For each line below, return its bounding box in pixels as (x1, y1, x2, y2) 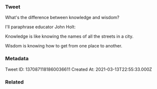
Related (5, 78, 24, 85)
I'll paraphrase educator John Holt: (5, 24, 76, 30)
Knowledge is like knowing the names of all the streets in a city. (5, 33, 134, 40)
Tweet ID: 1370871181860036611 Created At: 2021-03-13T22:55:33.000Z (5, 66, 153, 72)
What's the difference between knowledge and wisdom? (5, 15, 120, 21)
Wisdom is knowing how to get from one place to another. (5, 43, 123, 49)
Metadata (5, 55, 29, 62)
